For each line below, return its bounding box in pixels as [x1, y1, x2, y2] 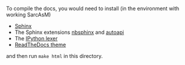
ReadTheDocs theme [14, 41, 67, 48]
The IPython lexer [14, 35, 58, 42]
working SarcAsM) [6, 11, 51, 18]
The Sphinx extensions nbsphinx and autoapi [14, 29, 124, 36]
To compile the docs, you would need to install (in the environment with [6, 5, 180, 12]
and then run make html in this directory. [6, 53, 103, 59]
